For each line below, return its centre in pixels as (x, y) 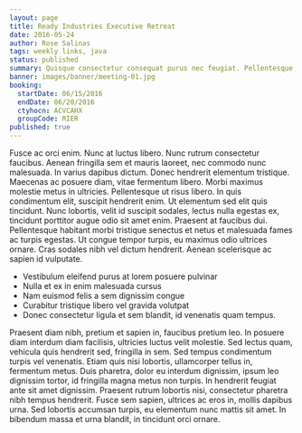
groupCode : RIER (48, 119)
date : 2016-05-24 (42, 34)
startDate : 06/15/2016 (60, 93)
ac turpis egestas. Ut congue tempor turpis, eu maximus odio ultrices (138, 240)
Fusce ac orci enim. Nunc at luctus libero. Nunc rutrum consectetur (135, 153)
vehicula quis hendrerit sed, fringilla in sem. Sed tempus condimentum (141, 351)
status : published (44, 60)
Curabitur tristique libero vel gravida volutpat (106, 305)
